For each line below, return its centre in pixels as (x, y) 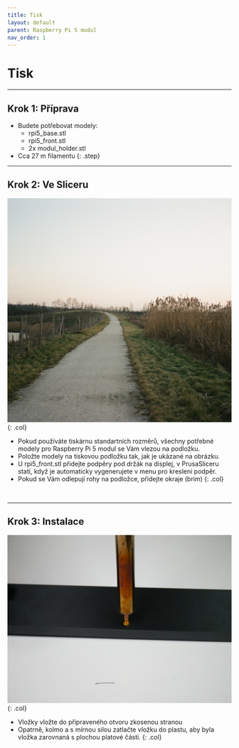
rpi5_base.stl (47, 133)
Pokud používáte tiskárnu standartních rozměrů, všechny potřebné (116, 441)
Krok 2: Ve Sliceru (48, 185)
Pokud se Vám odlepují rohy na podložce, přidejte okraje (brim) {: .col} (121, 479)
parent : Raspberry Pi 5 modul (52, 30)
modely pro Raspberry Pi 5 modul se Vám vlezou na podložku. (109, 449)
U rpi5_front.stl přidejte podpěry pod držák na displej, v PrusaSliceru (118, 464)
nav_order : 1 (27, 38)
